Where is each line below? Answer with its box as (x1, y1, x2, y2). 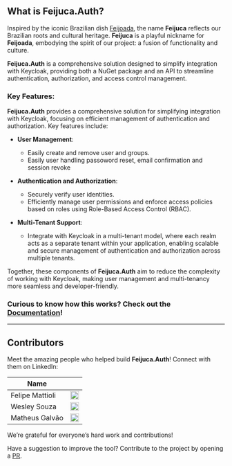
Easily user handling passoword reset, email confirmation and (27, 156, 203, 165)
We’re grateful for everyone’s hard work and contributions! (7, 431, 173, 439)
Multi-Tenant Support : (17, 218, 83, 227)
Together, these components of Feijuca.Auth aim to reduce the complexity (7, 267, 220, 276)
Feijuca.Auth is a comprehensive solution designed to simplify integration (7, 59, 217, 68)
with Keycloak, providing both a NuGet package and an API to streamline (7, 66, 214, 75)
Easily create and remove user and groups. (27, 149, 150, 157)
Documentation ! (7, 308, 64, 318)
